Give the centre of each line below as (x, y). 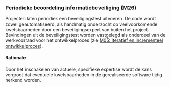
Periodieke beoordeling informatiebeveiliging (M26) (71, 8)
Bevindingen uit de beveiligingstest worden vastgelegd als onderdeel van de (86, 35)
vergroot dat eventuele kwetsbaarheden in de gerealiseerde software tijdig (84, 74)
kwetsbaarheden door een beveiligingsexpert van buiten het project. (77, 30)
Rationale (16, 57)
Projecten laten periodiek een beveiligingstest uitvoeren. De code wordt (81, 19)
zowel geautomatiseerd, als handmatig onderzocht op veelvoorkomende (81, 24)
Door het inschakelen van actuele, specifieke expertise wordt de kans (79, 69)
